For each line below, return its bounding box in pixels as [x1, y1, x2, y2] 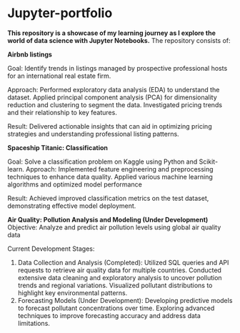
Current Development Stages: [7, 244, 95, 253]
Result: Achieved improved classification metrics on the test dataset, [7, 194, 209, 202]
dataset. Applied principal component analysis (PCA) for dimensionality [7, 93, 218, 101]
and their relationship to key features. [7, 108, 118, 116]
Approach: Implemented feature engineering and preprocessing [26, 164, 214, 173]
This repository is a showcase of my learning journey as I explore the [7, 29, 216, 37]
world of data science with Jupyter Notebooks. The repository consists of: [7, 36, 231, 44]
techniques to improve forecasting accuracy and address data [17, 311, 201, 319]
